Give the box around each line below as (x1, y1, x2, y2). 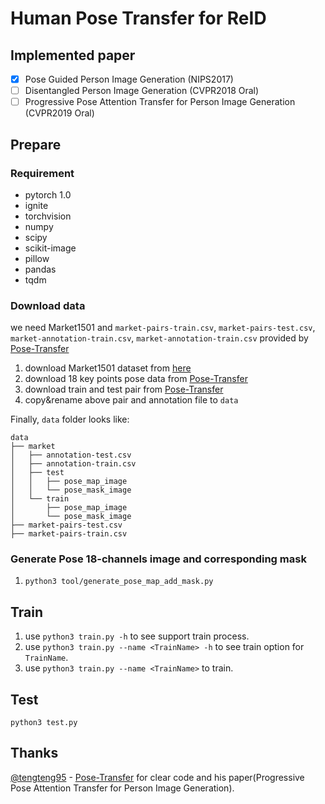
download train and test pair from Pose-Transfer (24, 383, 224, 396)
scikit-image (24, 242, 77, 254)
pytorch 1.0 (24, 188, 72, 201)
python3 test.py (10, 718, 78, 728)
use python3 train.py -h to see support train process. (24, 630, 250, 642)
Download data (10, 298, 86, 312)
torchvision (24, 210, 72, 222)
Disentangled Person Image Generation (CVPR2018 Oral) (24, 85, 260, 97)
